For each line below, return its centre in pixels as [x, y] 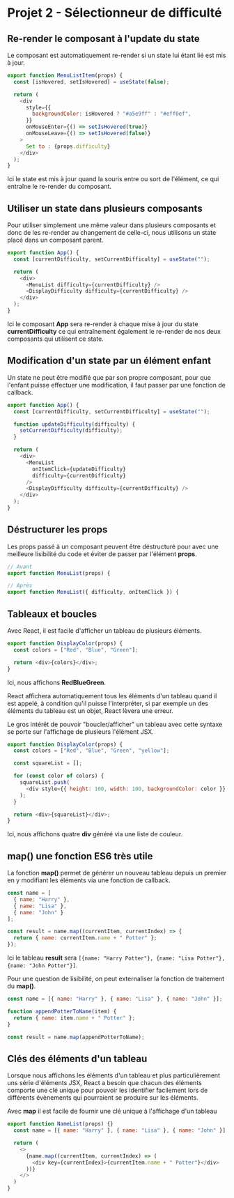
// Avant [20, 567]
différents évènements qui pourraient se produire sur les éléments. [103, 1098]
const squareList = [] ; [48, 763]
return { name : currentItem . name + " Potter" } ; [85, 938]
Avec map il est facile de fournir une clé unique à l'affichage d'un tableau [112, 1111]
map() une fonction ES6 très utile [80, 856]
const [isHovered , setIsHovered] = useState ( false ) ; [92, 82]
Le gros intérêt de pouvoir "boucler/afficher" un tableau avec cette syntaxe [115, 724]
